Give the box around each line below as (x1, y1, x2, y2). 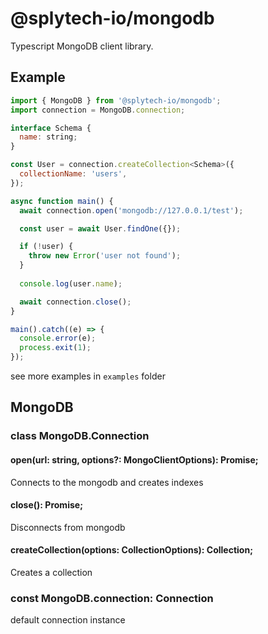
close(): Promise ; (10, 499, 83, 511)
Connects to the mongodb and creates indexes (10, 476, 204, 488)
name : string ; (19, 132, 78, 142)
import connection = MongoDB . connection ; (10, 105, 186, 115)
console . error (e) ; (19, 333, 97, 344)
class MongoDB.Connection (10, 429, 150, 443)
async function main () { (10, 196, 114, 206)
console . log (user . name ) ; (19, 278, 123, 289)
